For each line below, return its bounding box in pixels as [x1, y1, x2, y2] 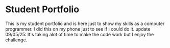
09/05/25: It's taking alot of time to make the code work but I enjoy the [5, 31, 154, 37]
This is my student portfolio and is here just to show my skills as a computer [5, 20, 165, 27]
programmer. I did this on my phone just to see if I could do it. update [5, 26, 151, 32]
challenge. [5, 37, 28, 43]
